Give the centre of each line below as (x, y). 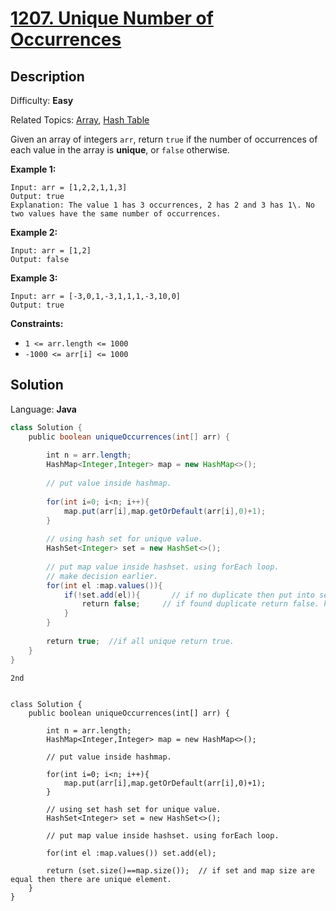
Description (47, 76)
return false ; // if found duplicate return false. (200, 604)
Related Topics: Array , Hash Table (80, 120)
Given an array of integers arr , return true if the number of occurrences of (164, 139)
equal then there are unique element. (91, 879)
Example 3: (34, 278)
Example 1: (33, 169)
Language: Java (43, 409)
